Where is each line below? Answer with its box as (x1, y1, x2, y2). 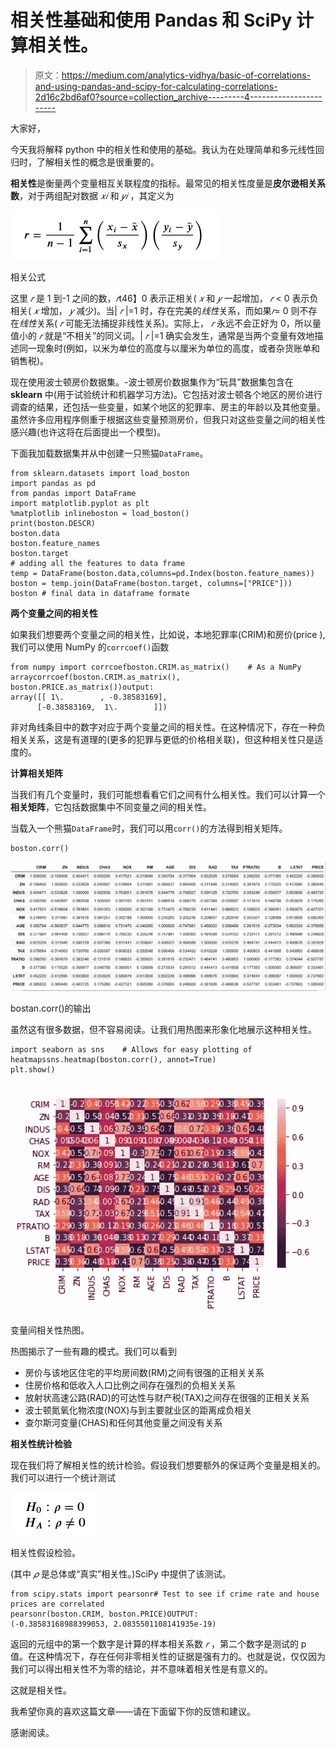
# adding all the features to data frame (10, 558, 186, 568)
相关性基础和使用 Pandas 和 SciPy (10, 9, 293, 32)
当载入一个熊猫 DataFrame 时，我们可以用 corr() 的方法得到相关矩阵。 (10, 822, 288, 834)
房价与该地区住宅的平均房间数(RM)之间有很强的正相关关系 (24, 1367, 265, 1379)
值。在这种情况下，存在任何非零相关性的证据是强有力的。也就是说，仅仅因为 (10, 1651, 326, 1663)
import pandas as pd (10, 478, 97, 488)
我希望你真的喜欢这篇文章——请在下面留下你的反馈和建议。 (10, 1706, 256, 1718)
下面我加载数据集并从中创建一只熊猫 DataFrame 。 (10, 447, 209, 459)
